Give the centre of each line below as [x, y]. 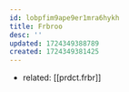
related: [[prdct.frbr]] [62, 77]
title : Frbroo [36, 26]
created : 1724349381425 [55, 52]
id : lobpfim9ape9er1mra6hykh [64, 18]
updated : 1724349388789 [55, 43]
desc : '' [26, 35]
